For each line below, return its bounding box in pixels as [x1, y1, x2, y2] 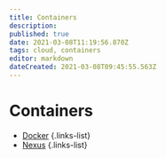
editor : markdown [9, 54, 74, 63]
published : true [9, 29, 69, 38]
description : [9, 21, 58, 30]
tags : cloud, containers [9, 46, 101, 55]
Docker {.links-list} [21, 130, 91, 140]
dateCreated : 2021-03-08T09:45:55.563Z [9, 63, 157, 72]
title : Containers [9, 12, 77, 22]
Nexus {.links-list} [21, 139, 88, 150]
